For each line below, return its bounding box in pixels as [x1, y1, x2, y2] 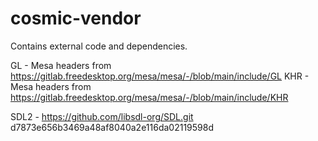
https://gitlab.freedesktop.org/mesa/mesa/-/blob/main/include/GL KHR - [10, 70, 310, 82]
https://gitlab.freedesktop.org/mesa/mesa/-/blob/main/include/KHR [10, 91, 289, 103]
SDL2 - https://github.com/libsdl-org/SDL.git [10, 110, 194, 122]
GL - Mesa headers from [10, 59, 112, 71]
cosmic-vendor [10, 7, 142, 30]
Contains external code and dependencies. [10, 40, 188, 52]
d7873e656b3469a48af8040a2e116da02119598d [10, 121, 214, 133]
